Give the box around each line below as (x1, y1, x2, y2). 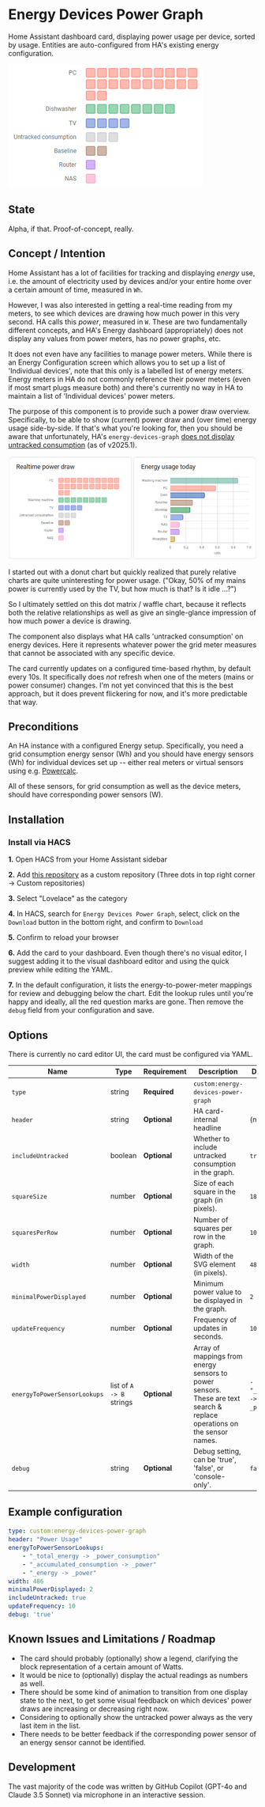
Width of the (192, 1251, 234, 1260)
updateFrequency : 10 (8, 1602, 77, 1611)
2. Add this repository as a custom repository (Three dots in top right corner (8, 870, 256, 880)
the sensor (192, 1426, 229, 1437)
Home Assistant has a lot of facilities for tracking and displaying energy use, (8, 267, 256, 278)
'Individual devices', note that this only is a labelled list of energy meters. (8, 366, 244, 375)
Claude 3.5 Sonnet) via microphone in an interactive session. (8, 1790, 206, 1799)
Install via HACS (8, 836, 71, 847)
